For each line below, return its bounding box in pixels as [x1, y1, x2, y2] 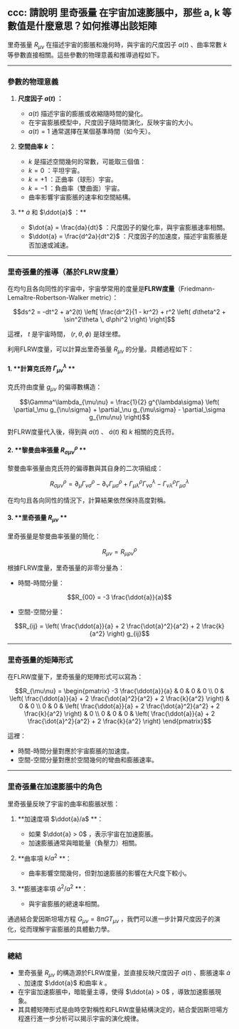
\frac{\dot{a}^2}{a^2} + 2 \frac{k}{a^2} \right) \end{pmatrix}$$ [27, 717, 212, 725]
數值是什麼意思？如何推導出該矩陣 [7, 20, 157, 32]
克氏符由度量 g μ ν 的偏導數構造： [7, 383, 102, 393]
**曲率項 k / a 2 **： [17, 853, 73, 863]
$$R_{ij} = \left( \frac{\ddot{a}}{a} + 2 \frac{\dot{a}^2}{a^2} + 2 [14, 622, 201, 631]
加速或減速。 [34, 240, 73, 249]
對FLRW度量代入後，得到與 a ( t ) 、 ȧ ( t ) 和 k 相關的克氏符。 [7, 427, 179, 436]
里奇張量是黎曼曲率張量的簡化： [7, 532, 101, 540]
